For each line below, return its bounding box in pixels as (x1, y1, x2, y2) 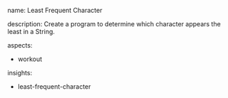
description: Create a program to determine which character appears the (7, 20, 221, 28)
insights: (7, 69, 33, 77)
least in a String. (7, 28, 56, 36)
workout (17, 55, 43, 63)
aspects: (7, 41, 33, 49)
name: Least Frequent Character (7, 6, 103, 14)
